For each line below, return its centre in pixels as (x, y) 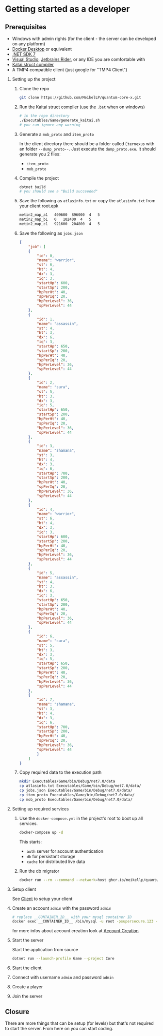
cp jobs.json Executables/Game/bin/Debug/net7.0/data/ (76, 790)
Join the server (27, 996)
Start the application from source (45, 950)
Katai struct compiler (33, 65)
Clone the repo (34, 88)
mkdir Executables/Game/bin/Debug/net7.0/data (67, 781)
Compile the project (39, 178)
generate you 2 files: (40, 154)
